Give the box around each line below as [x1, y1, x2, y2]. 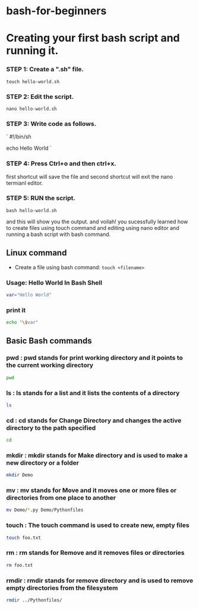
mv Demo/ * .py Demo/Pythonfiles [6, 507, 84, 513]
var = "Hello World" [6, 292, 52, 298]
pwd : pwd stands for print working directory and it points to [6, 354, 183, 362]
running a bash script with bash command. [6, 231, 111, 238]
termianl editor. [6, 179, 43, 187]
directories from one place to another [6, 494, 116, 502]
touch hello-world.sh [6, 78, 60, 84]
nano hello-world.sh [6, 106, 58, 112]
